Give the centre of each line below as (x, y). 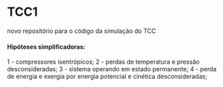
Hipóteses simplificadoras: (46, 47)
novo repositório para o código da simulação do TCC (81, 31)
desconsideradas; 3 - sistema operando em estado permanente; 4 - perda (112, 69)
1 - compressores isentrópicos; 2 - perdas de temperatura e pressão (103, 62)
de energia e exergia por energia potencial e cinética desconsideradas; (107, 77)
